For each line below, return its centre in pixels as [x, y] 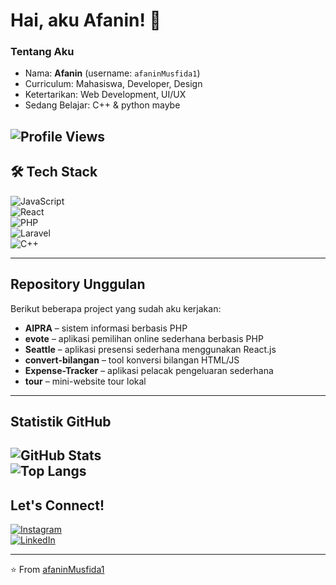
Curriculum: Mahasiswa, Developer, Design [113, 84]
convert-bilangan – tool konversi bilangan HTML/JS [132, 360]
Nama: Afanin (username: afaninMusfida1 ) [112, 73]
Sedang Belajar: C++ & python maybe [102, 105]
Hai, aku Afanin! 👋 [86, 20]
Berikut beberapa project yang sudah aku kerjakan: [116, 308]
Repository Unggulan [78, 284]
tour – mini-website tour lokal [85, 381]
